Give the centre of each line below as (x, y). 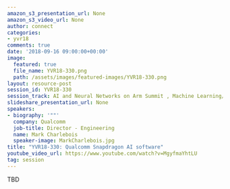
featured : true (35, 64)
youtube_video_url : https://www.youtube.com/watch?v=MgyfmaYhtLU (102, 154)
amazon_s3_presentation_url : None (56, 13)
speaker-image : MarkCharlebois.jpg (64, 141)
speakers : (21, 109)
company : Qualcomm (40, 122)
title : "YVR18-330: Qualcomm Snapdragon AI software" (86, 147)
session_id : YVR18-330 (39, 90)
